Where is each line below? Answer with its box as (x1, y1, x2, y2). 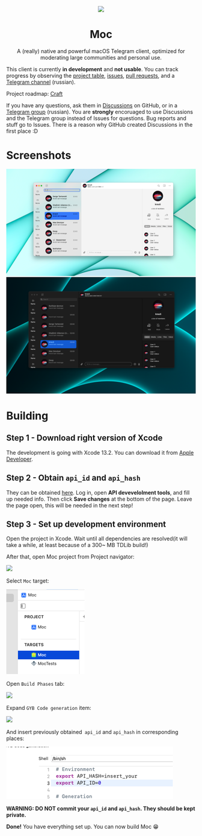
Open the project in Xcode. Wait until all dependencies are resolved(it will (6, 535, 188, 542)
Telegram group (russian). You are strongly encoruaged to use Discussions (6, 108, 194, 115)
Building (6, 409, 49, 422)
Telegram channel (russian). (6, 78, 76, 86)
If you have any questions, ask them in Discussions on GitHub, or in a (6, 101, 178, 109)
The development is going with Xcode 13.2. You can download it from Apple (6, 449, 194, 456)
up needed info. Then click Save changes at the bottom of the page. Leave (6, 495, 192, 502)
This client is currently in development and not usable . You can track (6, 65, 179, 72)
